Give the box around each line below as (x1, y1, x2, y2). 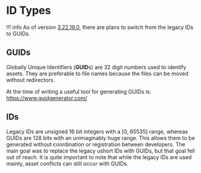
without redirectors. (6, 76, 55, 83)
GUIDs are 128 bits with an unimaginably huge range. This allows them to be (6, 134, 196, 142)
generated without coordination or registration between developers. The (6, 140, 185, 148)
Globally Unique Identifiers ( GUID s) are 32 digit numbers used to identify (6, 63, 187, 71)
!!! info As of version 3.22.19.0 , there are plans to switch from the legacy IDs (6, 24, 194, 31)
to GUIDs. (6, 30, 30, 37)
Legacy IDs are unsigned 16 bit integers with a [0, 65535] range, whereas (6, 128, 188, 135)
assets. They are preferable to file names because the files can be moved (6, 70, 188, 77)
